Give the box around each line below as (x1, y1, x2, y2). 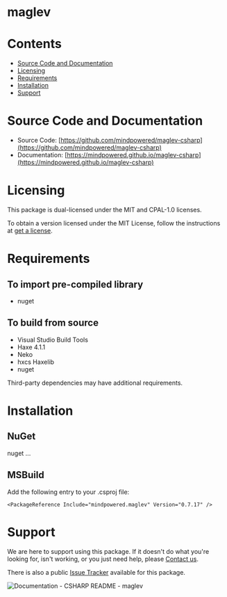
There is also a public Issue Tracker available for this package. (7, 568, 186, 576)
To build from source (7, 317, 99, 329)
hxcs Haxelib (17, 358, 54, 366)
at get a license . (7, 227, 53, 234)
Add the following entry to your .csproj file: (7, 488, 130, 496)
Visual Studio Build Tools (17, 335, 89, 344)
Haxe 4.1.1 (17, 342, 46, 351)
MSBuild (7, 469, 44, 481)
